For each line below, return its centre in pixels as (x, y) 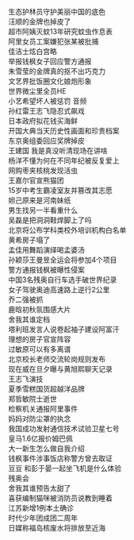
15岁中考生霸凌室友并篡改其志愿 (60, 190)
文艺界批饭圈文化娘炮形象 (50, 81)
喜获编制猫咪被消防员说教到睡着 (60, 498)
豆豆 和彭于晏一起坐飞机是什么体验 (65, 468)
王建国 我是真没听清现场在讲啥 (58, 150)
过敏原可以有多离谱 (40, 349)
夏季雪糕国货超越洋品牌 (46, 389)
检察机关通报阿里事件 (43, 409)
